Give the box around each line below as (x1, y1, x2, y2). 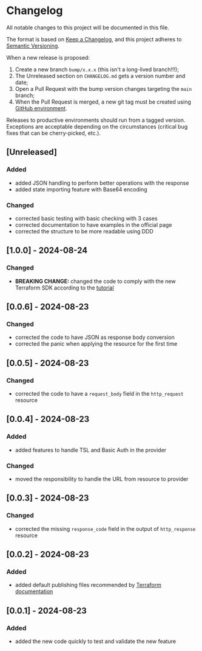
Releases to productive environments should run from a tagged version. (6, 116, 186, 124)
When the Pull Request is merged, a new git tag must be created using (15, 98, 191, 105)
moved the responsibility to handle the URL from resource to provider (15, 475, 189, 482)
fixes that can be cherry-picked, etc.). (6, 129, 101, 137)
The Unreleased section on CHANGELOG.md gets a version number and (15, 72, 186, 79)
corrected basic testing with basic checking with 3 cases (15, 215, 158, 222)
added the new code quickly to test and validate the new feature (15, 638, 177, 645)
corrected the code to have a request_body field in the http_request (15, 390, 184, 397)
